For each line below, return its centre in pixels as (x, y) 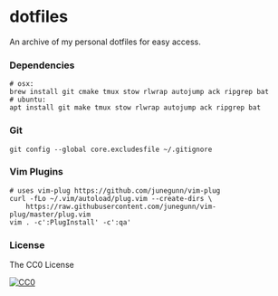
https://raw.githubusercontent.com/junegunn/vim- (121, 206)
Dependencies (42, 65)
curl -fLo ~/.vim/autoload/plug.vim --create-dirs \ (111, 198)
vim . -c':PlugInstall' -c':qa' (70, 222)
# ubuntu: (28, 100)
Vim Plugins (36, 172)
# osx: (22, 84)
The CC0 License (42, 265)
